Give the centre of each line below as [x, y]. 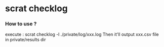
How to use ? [21, 24]
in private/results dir [25, 40]
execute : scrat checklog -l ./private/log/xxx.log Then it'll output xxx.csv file [82, 34]
